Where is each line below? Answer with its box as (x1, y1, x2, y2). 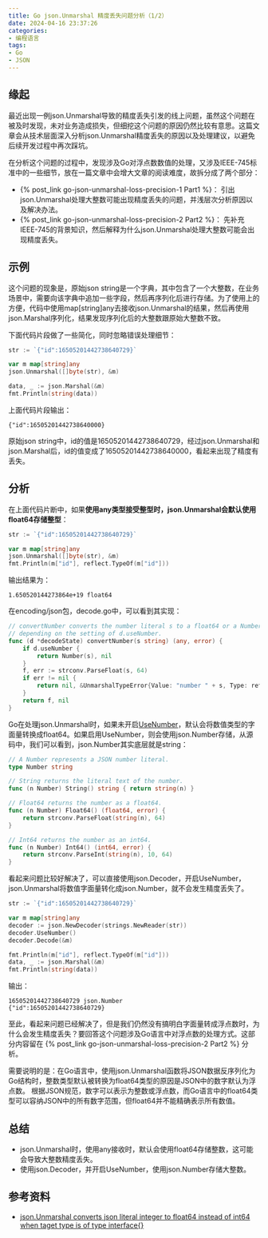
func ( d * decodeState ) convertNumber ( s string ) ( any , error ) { (8, 637, 223, 645)
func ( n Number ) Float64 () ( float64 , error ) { (8, 807, 166, 815)
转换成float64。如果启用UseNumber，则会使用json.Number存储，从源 (22, 729, 254, 739)
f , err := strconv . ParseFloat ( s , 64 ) (22, 667, 148, 675)
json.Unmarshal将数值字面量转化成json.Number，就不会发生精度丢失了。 (8, 884, 249, 893)
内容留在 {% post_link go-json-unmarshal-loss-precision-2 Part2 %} (14, 1039, 240, 1048)
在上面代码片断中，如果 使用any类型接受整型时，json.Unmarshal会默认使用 (8, 505, 257, 514)
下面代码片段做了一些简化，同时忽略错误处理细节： (8, 329, 176, 340)
